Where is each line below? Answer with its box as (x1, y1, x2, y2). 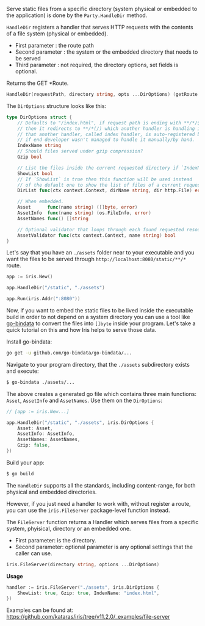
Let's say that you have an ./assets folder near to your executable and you (6, 249, 195, 256)
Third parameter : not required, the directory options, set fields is (15, 61, 179, 68)
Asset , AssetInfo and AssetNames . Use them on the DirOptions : (6, 397, 163, 404)
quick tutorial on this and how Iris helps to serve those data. (6, 326, 157, 333)
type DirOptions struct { (6, 114, 72, 120)
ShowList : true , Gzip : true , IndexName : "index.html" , (17, 590, 160, 596)
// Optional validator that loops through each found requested (17, 226, 184, 232)
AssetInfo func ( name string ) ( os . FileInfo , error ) (17, 210, 151, 216)
